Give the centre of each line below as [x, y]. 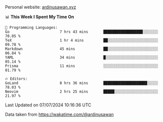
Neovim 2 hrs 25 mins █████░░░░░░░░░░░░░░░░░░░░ [82, 92]
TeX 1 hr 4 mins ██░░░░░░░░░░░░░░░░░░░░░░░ [82, 41]
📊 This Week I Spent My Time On [40, 17]
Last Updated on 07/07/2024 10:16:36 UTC [48, 105]
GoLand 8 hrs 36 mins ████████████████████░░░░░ [82, 83]
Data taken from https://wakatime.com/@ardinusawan [59, 114]
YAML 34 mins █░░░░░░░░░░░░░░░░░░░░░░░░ [82, 58]
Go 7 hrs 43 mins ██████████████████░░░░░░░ [82, 32]
